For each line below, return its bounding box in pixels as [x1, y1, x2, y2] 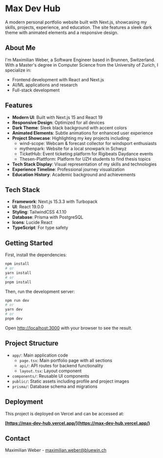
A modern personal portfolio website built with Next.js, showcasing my [5, 19, 147, 25]
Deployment [5, 398, 43, 406]
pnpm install [5, 280, 32, 285]
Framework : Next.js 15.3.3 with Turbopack [12, 199, 98, 205]
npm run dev [5, 298, 29, 303]
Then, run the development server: [5, 289, 75, 294]
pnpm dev [5, 316, 23, 321]
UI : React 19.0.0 [12, 204, 44, 210]
